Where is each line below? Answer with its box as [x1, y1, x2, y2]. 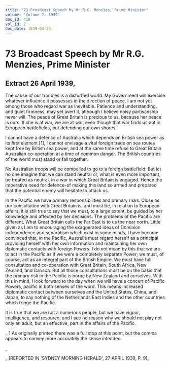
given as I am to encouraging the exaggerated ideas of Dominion [5, 224, 141, 231]
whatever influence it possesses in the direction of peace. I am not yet [5, 98, 152, 104]
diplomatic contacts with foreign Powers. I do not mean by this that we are [5, 246, 161, 252]
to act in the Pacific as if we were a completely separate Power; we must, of [5, 251, 164, 258]
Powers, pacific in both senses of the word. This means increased [5, 283, 144, 289]
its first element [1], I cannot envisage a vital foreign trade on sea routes [5, 140, 155, 146]
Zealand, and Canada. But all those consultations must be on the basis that [5, 267, 162, 274]
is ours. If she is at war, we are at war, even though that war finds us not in [5, 120, 161, 126]
